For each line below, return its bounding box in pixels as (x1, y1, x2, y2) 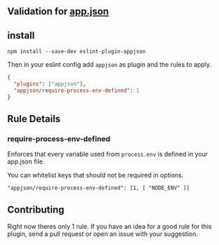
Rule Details (7, 113, 61, 125)
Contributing (7, 204, 65, 216)
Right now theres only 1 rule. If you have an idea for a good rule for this (7, 223, 212, 231)
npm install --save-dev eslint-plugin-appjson (7, 48, 146, 55)
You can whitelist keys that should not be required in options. (7, 171, 184, 180)
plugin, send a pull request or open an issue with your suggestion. (7, 230, 199, 238)
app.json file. (7, 157, 45, 166)
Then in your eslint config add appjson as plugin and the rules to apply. (7, 60, 212, 69)
